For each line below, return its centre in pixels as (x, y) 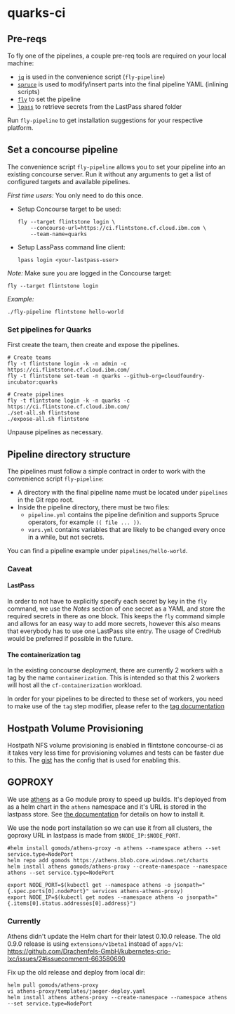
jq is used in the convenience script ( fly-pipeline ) (91, 77)
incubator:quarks (33, 382)
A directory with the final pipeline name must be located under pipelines (122, 492)
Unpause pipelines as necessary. (55, 432)
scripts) (28, 92)
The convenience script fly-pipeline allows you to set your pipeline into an (116, 167)
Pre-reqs (27, 39)
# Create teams (29, 358)
